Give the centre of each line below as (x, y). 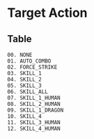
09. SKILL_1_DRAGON (36, 110)
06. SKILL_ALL (28, 92)
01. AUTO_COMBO (29, 61)
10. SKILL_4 (24, 117)
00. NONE (20, 55)
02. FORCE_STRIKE (32, 67)
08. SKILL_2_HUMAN (34, 104)
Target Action (48, 13)
